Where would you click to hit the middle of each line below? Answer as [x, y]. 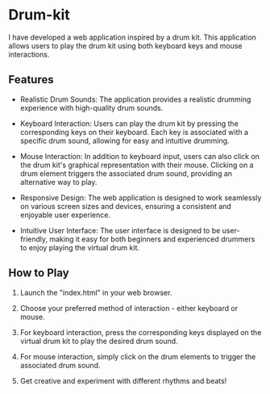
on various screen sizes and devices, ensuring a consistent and [125, 206]
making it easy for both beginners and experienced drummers [152, 239]
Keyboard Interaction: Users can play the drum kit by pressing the [129, 124]
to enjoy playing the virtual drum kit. [79, 247]
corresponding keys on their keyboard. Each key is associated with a [134, 132]
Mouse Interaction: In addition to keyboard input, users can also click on [140, 156]
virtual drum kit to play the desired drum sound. [99, 341]
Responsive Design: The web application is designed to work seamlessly [141, 197]
